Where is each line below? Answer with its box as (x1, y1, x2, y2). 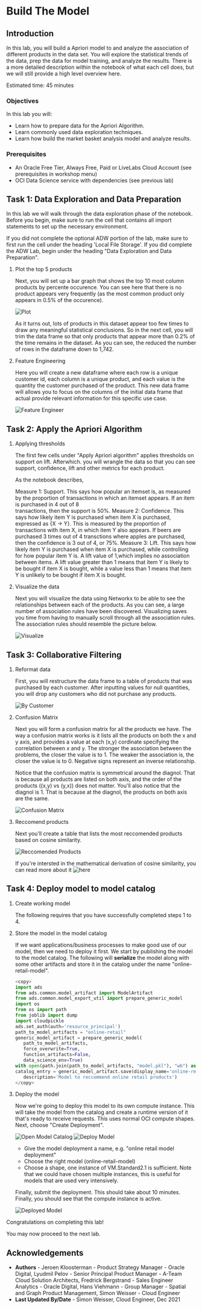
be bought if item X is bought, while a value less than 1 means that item (14, 565, 192, 572)
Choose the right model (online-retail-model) (24, 1158, 136, 1165)
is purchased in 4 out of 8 (14, 501, 80, 508)
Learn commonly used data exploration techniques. (14, 129, 144, 136)
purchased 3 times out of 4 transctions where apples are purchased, (14, 533, 186, 540)
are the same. (14, 795, 49, 802)
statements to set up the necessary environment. (6, 223, 128, 230)
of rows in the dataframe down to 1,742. (14, 346, 114, 353)
